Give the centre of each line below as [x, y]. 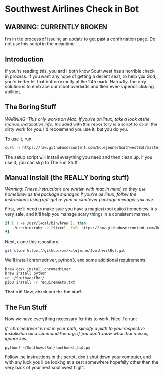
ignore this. [16, 339]
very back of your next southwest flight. [45, 367]
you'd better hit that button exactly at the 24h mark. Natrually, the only [76, 81]
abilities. [13, 92]
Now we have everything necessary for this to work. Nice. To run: [71, 319]
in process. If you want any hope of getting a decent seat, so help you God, [81, 76]
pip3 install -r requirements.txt [40, 282]
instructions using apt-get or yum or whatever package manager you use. [80, 200]
